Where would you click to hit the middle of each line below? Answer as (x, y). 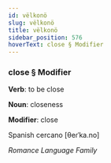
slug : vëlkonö (31, 23)
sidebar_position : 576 (45, 37)
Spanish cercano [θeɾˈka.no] (54, 135)
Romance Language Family (53, 150)
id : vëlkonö (28, 15)
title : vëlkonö (33, 30)
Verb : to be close (36, 89)
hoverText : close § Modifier (56, 45)
